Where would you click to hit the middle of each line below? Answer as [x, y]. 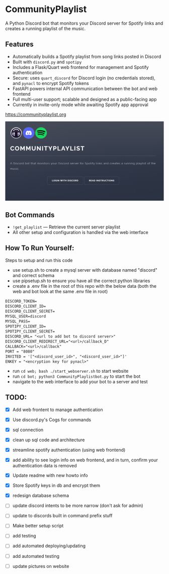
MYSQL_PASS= [18, 321]
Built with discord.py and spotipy [47, 62]
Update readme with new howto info [50, 475]
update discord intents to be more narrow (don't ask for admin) [78, 506]
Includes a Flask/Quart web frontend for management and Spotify [81, 67]
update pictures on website [41, 566]
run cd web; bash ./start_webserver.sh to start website [70, 371]
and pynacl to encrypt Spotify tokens [51, 83]
